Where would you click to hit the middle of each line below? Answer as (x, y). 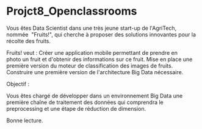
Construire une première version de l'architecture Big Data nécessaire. (95, 72)
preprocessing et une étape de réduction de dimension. (76, 108)
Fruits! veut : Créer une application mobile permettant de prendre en (92, 52)
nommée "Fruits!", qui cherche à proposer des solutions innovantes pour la (101, 34)
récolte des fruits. (28, 41)
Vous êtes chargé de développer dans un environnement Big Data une (95, 96)
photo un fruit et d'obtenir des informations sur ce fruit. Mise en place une (99, 59)
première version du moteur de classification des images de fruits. (90, 66)
